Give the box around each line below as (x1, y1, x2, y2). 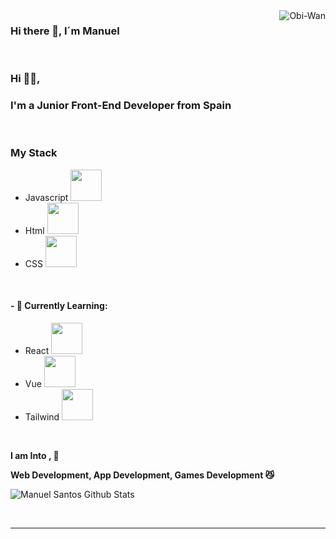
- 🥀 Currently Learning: (10, 300, 108, 312)
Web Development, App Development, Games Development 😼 (10, 469, 275, 481)
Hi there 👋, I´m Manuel (10, 24, 120, 38)
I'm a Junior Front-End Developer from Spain (10, 99, 232, 113)
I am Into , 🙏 (10, 450, 60, 462)
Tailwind (24, 411, 60, 423)
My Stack (10, 146, 58, 160)
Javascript (24, 191, 69, 203)
